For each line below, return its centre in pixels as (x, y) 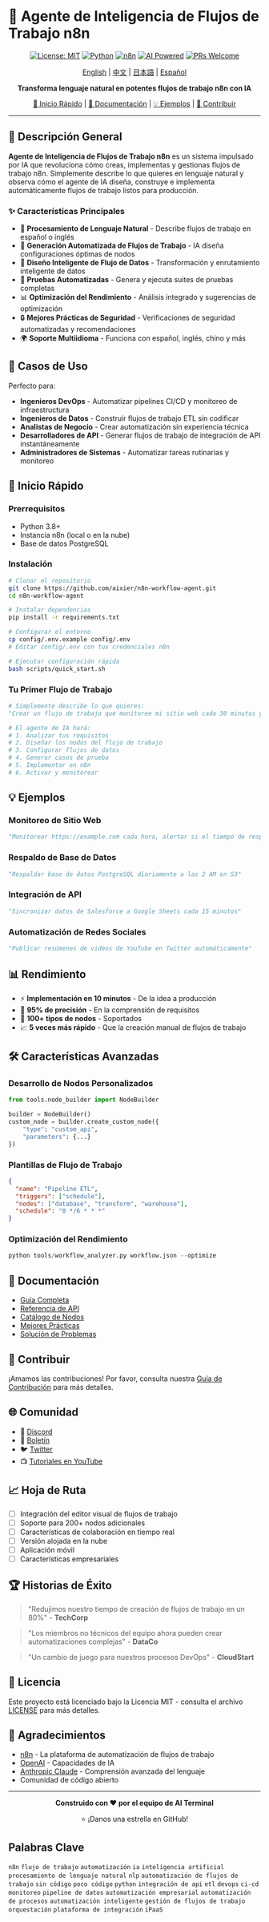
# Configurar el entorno (50, 632)
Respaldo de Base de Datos (62, 858)
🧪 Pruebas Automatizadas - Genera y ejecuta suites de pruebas (126, 280)
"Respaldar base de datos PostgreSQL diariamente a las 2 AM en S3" (125, 874)
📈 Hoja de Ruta (47, 1490)
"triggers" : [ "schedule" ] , (60, 1196)
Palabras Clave (46, 1847)
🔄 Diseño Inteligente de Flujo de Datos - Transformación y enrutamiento (140, 263)
